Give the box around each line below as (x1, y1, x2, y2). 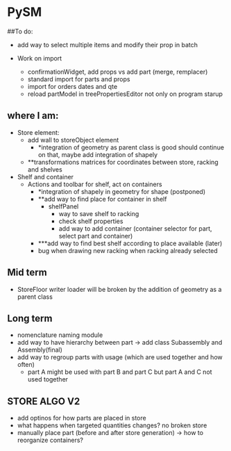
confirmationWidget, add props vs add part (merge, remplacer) (27, 67, 208, 76)
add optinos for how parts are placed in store (17, 414, 147, 423)
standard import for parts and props (27, 74, 130, 83)
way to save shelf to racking (58, 209, 139, 218)
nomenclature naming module (17, 331, 103, 339)
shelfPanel (48, 202, 79, 211)
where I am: (7, 110, 59, 122)
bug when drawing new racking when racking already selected (37, 246, 219, 254)
